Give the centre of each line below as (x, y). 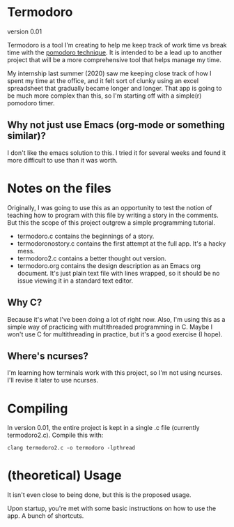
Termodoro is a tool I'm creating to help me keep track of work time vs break (117, 45)
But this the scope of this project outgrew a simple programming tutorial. (111, 222)
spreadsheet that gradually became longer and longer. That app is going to (115, 88)
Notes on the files (59, 188)
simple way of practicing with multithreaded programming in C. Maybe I (110, 327)
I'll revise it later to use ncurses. (53, 380)
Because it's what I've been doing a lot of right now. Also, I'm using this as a (116, 319)
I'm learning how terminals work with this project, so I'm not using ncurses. (115, 373)
